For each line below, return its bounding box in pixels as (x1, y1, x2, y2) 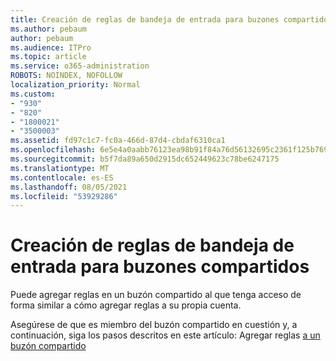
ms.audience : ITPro (10, 42, 92, 53)
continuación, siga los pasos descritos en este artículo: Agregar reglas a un (10, 329, 321, 341)
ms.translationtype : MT (10, 163, 110, 173)
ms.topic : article (10, 52, 87, 62)
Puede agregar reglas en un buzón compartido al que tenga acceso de (10, 289, 302, 301)
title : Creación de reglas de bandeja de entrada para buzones (10, 14, 280, 25)
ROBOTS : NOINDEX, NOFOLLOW (10, 71, 123, 81)
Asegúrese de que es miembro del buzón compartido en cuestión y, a (10, 319, 298, 331)
